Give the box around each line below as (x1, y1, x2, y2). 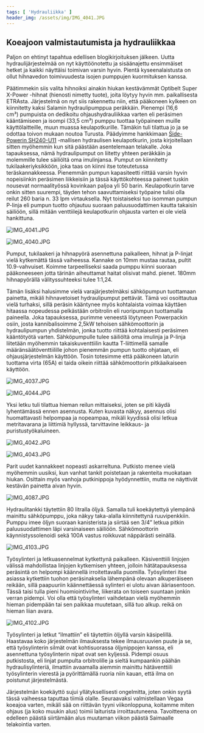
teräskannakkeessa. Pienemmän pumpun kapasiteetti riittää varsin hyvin (6, 169, 188, 177)
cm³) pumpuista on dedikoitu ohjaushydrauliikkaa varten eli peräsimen (6, 111, 183, 118)
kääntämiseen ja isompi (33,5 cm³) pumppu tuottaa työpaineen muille (6, 117, 181, 125)
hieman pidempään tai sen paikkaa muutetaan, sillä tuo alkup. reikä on (6, 601, 183, 608)
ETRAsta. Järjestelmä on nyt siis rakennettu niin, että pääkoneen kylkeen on (6, 98, 197, 105)
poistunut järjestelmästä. (6, 676, 68, 684)
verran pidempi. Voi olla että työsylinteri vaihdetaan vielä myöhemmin (6, 594, 181, 602)
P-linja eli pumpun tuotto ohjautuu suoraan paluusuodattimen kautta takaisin (6, 202, 197, 209)
